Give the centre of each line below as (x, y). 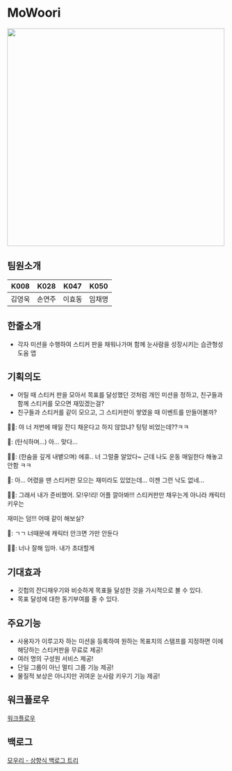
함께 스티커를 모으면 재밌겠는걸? (61, 404)
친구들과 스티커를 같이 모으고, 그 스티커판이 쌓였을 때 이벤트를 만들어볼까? (117, 412)
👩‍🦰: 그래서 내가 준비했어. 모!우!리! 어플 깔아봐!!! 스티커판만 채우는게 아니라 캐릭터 (116, 495)
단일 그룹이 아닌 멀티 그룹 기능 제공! (65, 667)
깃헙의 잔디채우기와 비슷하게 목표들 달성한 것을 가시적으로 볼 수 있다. (110, 591)
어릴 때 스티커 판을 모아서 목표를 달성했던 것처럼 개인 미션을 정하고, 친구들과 (120, 395)
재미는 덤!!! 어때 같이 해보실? (46, 519)
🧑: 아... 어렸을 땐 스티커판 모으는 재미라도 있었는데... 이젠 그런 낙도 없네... (106, 480)
